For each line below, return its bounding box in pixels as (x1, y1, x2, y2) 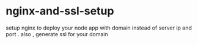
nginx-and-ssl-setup (5, 4, 114, 18)
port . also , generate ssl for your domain (5, 30, 108, 37)
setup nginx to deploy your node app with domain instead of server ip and (5, 24, 192, 31)
